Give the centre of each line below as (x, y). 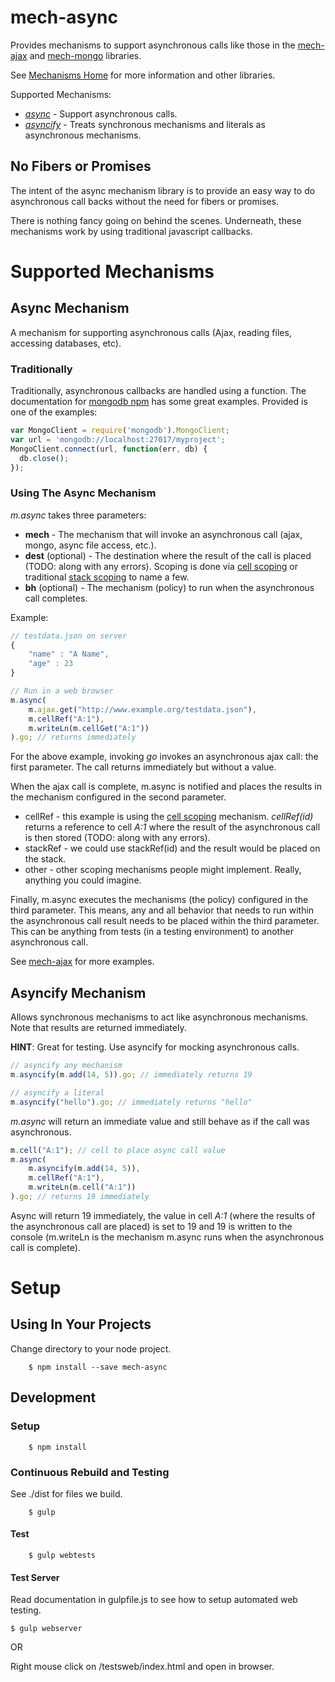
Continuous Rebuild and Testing (90, 1472)
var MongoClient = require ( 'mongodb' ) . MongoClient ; (120, 431)
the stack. (45, 859)
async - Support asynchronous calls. (101, 113)
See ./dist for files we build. (66, 1493)
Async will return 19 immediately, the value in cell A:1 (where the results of (163, 1215)
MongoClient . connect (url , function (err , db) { (109, 449)
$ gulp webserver (46, 1629)
